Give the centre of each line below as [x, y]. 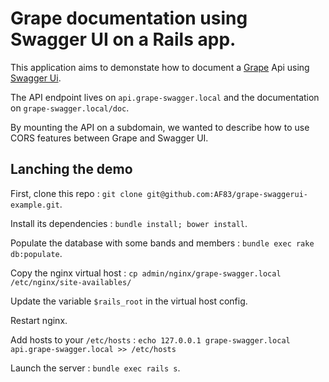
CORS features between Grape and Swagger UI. [109, 138]
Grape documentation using [129, 18]
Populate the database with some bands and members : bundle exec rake [162, 243]
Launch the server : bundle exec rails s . [95, 368]
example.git [35, 205]
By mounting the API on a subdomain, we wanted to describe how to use [160, 127]
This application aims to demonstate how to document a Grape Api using [160, 67]
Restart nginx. [39, 320]
